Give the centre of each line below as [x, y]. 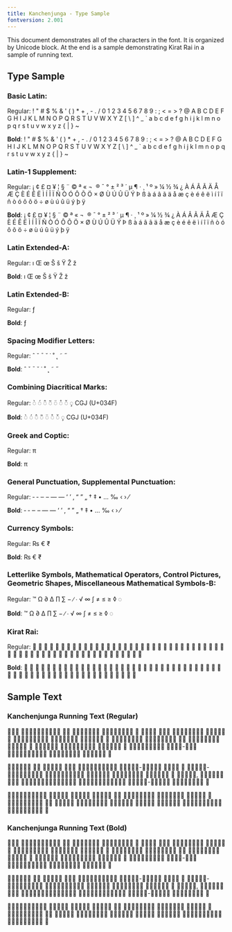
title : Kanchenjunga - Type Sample [59, 14]
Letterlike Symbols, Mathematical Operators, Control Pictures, [114, 574]
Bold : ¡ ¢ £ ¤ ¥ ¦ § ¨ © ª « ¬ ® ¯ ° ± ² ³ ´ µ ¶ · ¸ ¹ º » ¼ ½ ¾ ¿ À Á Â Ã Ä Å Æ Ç [115, 215]
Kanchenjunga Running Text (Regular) [73, 716]
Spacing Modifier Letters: [51, 341]
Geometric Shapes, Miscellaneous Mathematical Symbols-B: [112, 583]
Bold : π [17, 464]
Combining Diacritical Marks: [57, 387]
